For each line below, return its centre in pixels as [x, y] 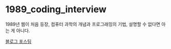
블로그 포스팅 [18, 41]
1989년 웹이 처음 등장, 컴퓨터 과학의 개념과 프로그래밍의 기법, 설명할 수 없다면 [83, 24]
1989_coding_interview [56, 9]
